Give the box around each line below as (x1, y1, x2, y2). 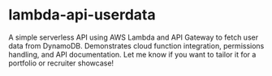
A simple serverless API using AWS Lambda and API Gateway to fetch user (8, 32, 258, 42)
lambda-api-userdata (8, 6, 156, 24)
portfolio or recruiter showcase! (8, 58, 114, 68)
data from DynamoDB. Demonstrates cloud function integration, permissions (8, 40, 265, 50)
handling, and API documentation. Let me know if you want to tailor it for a (8, 49, 257, 59)
